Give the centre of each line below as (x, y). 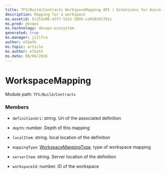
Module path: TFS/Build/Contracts (41, 94)
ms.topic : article (24, 47)
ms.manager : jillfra (27, 38)
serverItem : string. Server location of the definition (64, 157)
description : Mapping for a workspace (45, 14)
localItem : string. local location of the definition (61, 137)
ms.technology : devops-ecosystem (40, 28)
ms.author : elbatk (24, 51)
